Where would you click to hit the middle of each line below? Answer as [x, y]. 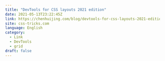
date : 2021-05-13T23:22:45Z [34, 14]
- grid [16, 46]
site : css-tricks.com [27, 23]
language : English [24, 28]
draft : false [18, 51]
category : [15, 32]
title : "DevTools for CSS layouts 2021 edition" [56, 10]
